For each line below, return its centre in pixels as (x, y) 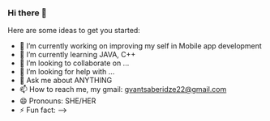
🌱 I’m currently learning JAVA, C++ (77, 55)
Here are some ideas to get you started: (74, 31)
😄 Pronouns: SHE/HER (58, 101)
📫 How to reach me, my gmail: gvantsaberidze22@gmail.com (123, 90)
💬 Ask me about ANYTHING (66, 81)
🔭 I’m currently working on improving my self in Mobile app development (141, 46)
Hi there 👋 (28, 13)
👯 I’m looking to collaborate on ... (74, 63)
